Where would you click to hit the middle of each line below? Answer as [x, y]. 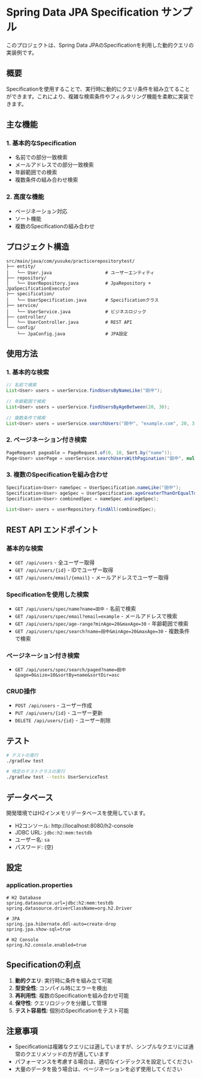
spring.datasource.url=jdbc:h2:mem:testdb [60, 903]
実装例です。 [22, 52]
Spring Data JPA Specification [83, 12]
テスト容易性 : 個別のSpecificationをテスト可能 [72, 1010]
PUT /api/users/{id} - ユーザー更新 [59, 713]
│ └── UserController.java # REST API [69, 322]
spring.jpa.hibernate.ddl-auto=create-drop [61, 924]
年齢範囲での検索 [36, 172]
